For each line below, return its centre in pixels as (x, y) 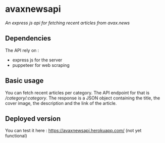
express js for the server (37, 60)
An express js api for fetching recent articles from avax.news (67, 23)
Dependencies (28, 38)
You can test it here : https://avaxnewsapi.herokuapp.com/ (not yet (73, 131)
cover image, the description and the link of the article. (61, 103)
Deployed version (33, 119)
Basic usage (24, 81)
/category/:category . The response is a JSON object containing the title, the (82, 98)
